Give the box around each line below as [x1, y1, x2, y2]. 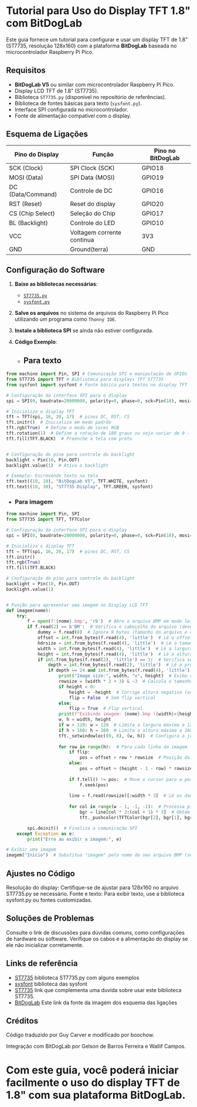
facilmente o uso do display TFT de [6, 1076, 180, 1089]
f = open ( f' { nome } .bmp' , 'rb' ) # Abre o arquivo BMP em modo [27, 619, 182, 624]
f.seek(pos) [79, 782, 109, 788]
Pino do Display [14, 150, 59, 158]
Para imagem [14, 497, 53, 505]
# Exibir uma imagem [6, 847, 57, 853]
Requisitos [6, 66, 46, 76]
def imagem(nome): [6, 607, 51, 613]
